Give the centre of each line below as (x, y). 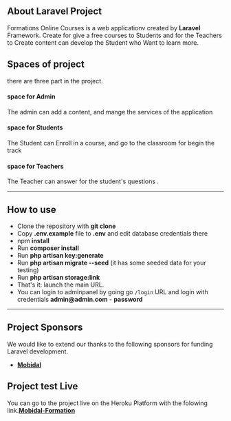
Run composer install (48, 248)
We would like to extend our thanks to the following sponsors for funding (110, 344)
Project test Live (43, 386)
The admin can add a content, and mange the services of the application (110, 112)
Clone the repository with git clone (66, 226)
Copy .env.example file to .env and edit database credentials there (112, 234)
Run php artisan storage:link (58, 278)
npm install (33, 241)
